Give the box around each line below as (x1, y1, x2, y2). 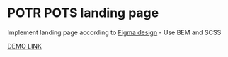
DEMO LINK (7, 42, 42, 50)
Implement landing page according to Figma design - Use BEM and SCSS (7, 28, 222, 37)
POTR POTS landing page (7, 5, 159, 21)
